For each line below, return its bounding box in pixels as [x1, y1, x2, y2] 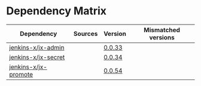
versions [149, 33, 175, 41]
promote [9, 70, 33, 78]
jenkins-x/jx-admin [9, 43, 65, 51]
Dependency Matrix [6, 4, 106, 18]
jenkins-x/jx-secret [9, 53, 65, 61]
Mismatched [143, 26, 181, 34]
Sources [74, 29, 98, 38]
